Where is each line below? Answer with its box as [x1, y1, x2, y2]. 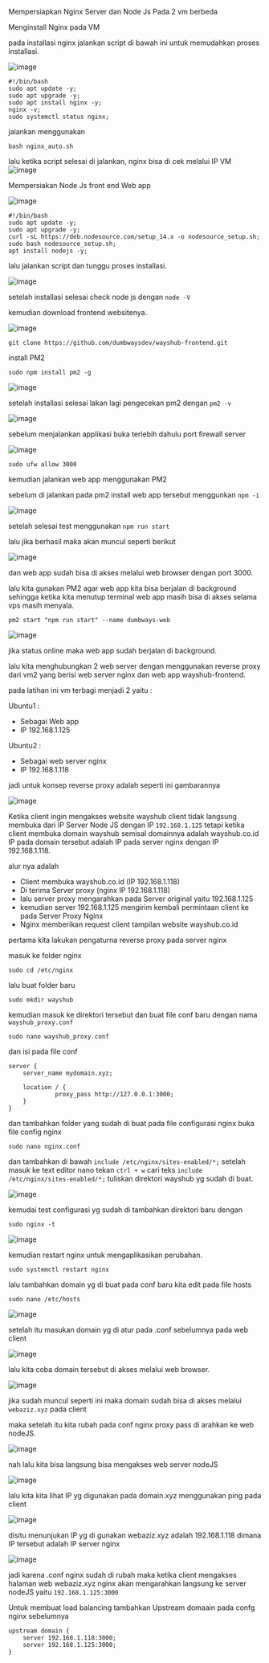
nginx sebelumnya [8, 1612, 70, 1620]
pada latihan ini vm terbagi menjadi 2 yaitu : [8, 686, 153, 694]
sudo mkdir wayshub [8, 996, 74, 1004]
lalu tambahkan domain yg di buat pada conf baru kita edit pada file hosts [8, 1280, 252, 1289]
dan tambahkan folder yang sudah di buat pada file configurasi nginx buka [8, 1119, 255, 1128]
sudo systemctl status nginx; [8, 113, 110, 121]
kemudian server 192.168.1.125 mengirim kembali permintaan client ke [19, 903, 249, 911]
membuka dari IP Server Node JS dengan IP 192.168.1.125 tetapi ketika [8, 820, 245, 829]
